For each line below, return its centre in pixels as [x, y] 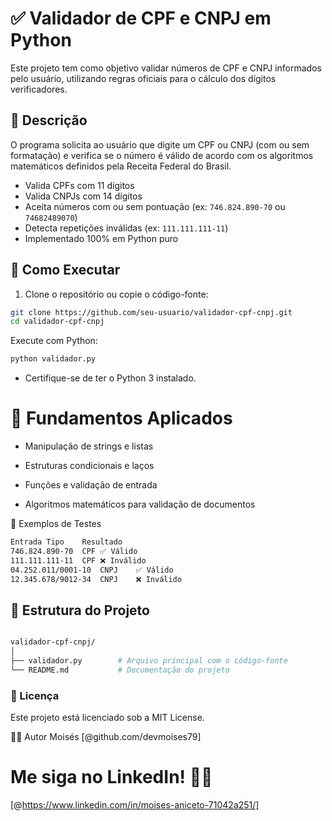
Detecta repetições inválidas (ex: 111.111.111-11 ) [126, 228]
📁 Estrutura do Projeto [80, 610]
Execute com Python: [54, 341]
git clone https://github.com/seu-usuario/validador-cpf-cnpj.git [151, 312]
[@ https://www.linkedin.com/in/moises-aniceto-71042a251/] [135, 805]
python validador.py [53, 359]
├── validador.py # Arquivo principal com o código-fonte [149, 661]
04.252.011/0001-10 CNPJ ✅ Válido [92, 570]
